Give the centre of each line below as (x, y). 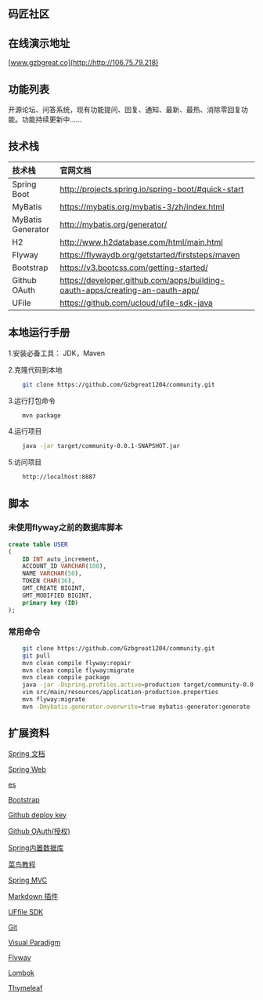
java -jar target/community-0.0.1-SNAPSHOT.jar (101, 446)
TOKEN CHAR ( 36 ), (49, 581)
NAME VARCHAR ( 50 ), (52, 574)
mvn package (41, 415)
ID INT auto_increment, (61, 559)
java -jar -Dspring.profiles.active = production (101, 685)
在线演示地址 (39, 43)
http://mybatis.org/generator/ (113, 224)
